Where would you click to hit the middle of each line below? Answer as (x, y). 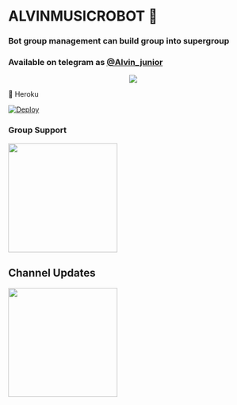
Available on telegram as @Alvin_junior (86, 63)
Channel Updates (52, 273)
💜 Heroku (24, 94)
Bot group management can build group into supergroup (119, 41)
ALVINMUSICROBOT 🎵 (83, 16)
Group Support (38, 130)
